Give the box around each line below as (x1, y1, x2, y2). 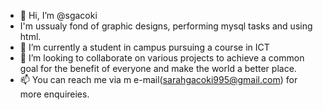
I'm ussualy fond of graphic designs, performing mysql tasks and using (19, 20, 313, 32)
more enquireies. (19, 88, 90, 100)
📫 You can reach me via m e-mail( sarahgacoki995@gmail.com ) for (19, 74, 298, 85)
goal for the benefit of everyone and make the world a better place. (19, 63, 297, 74)
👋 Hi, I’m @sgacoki (19, 10, 98, 21)
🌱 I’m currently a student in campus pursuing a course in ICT (19, 41, 270, 53)
